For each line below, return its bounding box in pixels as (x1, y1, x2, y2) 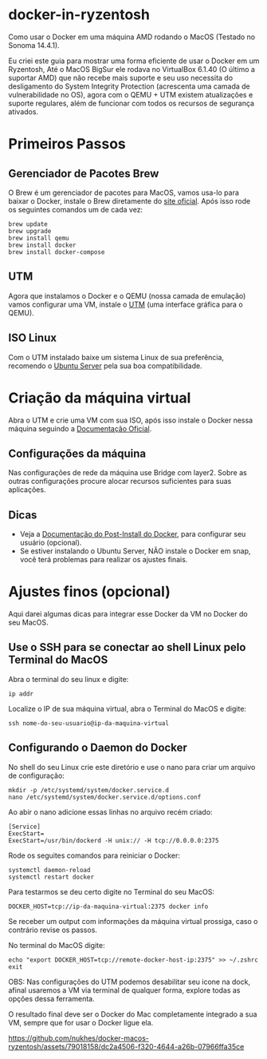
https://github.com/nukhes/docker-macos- (8, 1033, 150, 1043)
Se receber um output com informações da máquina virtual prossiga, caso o (8, 916, 258, 926)
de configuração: (8, 771, 65, 780)
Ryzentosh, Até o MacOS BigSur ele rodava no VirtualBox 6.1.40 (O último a (8, 64, 255, 73)
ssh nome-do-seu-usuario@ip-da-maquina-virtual (8, 719, 170, 728)
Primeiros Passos (8, 135, 126, 153)
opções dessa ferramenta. (8, 994, 95, 1003)
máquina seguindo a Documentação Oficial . (8, 423, 152, 433)
